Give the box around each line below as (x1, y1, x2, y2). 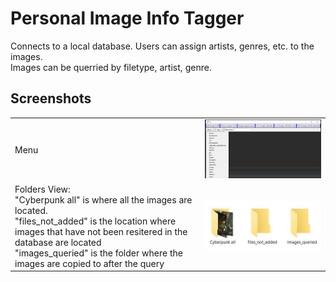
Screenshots (10, 90, 92, 107)
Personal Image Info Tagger (10, 7, 245, 30)
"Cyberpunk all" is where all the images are (14, 193, 193, 206)
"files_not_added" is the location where (14, 215, 177, 227)
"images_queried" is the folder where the (14, 247, 183, 259)
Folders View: (14, 183, 71, 195)
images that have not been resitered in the (14, 225, 188, 237)
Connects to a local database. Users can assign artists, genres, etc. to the (10, 40, 315, 52)
